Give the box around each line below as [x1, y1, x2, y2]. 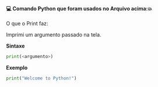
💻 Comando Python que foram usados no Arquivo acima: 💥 [6, 5, 153, 12]
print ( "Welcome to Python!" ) [6, 75, 77, 81]
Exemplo [6, 64, 28, 71]
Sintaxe [6, 42, 25, 49]
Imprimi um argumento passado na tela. [6, 31, 101, 38]
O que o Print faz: [6, 20, 48, 27]
